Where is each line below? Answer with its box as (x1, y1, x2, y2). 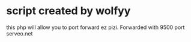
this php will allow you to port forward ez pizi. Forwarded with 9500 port (6, 24, 185, 31)
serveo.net (6, 30, 33, 37)
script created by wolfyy (6, 4, 131, 18)
